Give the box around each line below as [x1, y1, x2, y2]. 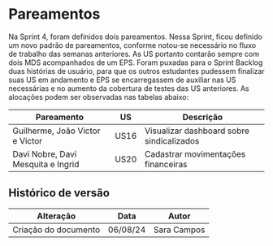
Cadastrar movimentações [145, 148, 246, 159]
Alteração [37, 210, 76, 222]
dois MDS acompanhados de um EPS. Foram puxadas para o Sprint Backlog [8, 58, 263, 67]
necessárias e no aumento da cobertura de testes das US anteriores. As [8, 83, 249, 93]
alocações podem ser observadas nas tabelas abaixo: [8, 92, 189, 101]
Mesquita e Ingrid [12, 158, 80, 170]
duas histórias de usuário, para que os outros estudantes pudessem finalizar [8, 66, 266, 76]
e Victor [12, 135, 43, 146]
